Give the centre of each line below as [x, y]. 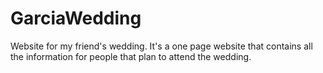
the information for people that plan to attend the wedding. [131, 56]
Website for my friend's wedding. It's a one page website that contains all [161, 46]
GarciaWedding [76, 18]
